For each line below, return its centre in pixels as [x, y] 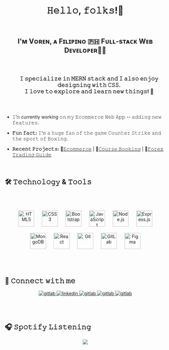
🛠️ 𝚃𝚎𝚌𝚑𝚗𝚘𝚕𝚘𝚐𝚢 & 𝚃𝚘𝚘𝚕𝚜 [48, 182]
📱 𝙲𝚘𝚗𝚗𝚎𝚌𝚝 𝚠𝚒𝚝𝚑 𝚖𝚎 [40, 281]
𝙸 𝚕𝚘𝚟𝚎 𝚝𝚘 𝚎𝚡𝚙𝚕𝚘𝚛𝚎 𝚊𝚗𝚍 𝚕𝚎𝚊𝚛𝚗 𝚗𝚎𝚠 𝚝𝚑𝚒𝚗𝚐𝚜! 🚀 [89, 91]
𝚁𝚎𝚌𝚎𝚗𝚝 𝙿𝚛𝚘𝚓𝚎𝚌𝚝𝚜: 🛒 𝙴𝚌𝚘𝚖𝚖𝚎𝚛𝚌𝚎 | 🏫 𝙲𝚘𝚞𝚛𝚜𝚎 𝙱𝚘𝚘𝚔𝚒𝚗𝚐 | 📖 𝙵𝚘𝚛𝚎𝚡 [88, 149]
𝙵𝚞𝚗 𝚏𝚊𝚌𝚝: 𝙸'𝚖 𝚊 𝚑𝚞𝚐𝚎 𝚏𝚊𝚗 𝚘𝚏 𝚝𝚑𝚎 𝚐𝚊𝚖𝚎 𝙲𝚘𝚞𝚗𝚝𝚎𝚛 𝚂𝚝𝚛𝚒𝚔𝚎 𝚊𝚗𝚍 [87, 133]
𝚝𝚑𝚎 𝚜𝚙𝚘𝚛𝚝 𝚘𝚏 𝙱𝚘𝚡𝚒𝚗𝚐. [40, 139]
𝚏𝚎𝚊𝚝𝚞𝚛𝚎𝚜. [26, 123]
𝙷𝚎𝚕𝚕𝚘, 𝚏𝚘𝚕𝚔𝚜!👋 [85, 11]
